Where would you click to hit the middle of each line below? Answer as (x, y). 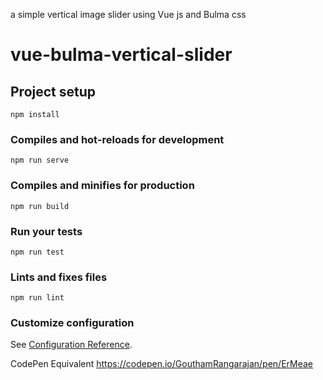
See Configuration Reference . (71, 345)
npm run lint (37, 298)
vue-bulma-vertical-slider (121, 55)
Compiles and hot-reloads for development (117, 139)
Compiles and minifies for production (102, 186)
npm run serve (40, 160)
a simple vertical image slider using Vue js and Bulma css (128, 14)
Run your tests (46, 231)
